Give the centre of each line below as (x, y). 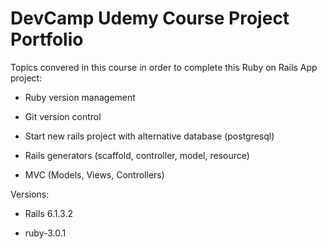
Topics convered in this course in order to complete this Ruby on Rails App (164, 67)
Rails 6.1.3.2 (48, 213)
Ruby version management (80, 97)
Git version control (63, 116)
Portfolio (47, 39)
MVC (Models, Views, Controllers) (94, 174)
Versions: (30, 194)
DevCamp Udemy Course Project (150, 18)
